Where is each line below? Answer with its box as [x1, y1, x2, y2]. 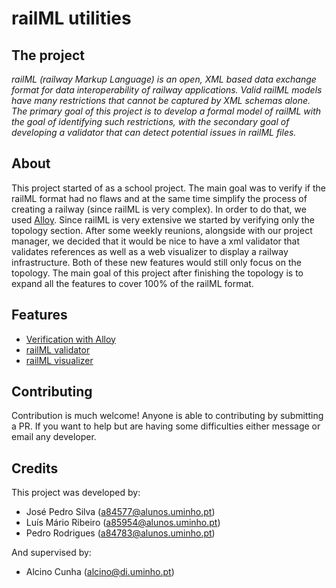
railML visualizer [25, 354, 94, 366]
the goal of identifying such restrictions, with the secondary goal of [11, 116, 290, 127]
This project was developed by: [11, 487, 141, 499]
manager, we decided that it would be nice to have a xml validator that [11, 235, 301, 247]
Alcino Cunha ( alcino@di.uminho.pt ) [25, 566, 175, 578]
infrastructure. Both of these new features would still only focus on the [11, 256, 302, 268]
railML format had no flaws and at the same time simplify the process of [11, 192, 308, 204]
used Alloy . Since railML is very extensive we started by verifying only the [11, 213, 315, 226]
